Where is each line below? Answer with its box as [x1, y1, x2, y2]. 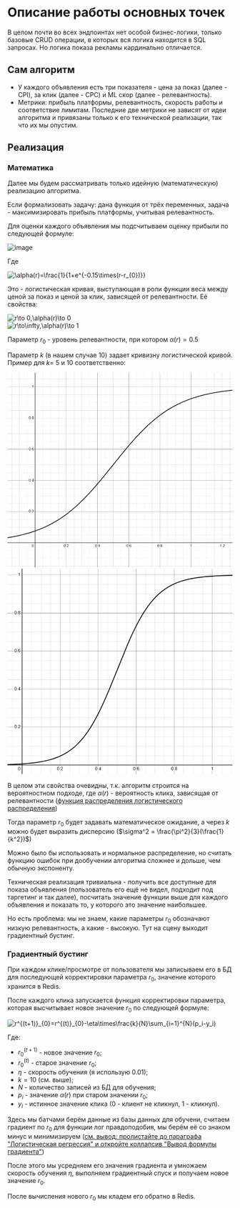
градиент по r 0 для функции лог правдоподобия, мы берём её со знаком [7, 1123, 231, 1133]
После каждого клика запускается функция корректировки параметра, [7, 996, 226, 1004]
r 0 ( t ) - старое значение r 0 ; [17, 1057, 97, 1069]
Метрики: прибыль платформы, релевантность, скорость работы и [17, 98, 224, 106]
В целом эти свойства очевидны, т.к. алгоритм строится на [7, 782, 189, 790]
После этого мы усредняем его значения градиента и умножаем [7, 1161, 207, 1169]
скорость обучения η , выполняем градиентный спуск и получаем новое [7, 1169, 229, 1177]
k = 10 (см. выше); [17, 1075, 74, 1084]
